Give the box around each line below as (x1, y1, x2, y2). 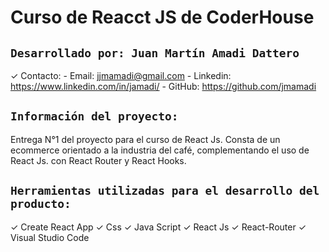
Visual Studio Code (10, 231, 90, 243)
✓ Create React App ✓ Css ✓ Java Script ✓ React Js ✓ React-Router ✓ (10, 221, 307, 233)
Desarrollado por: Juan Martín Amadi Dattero (10, 46, 300, 60)
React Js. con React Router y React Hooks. (10, 154, 187, 166)
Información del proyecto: (10, 109, 179, 124)
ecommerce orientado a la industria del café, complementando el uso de (10, 144, 310, 156)
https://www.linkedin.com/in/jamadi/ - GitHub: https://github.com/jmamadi (10, 81, 317, 92)
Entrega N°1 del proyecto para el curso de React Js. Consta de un (10, 133, 281, 145)
